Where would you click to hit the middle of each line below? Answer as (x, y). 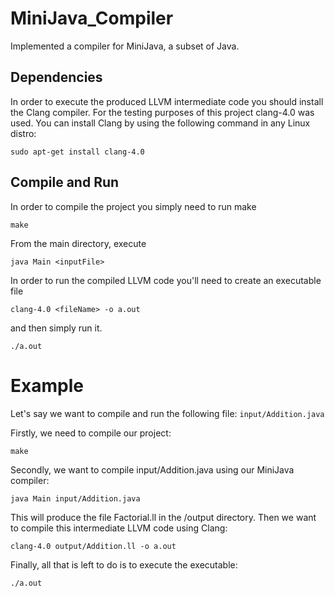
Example (47, 385)
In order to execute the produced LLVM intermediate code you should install (167, 101)
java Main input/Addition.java (75, 498)
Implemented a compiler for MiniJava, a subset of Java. (125, 46)
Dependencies (56, 77)
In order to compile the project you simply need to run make (133, 206)
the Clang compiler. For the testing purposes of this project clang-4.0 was (162, 112)
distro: (23, 133)
